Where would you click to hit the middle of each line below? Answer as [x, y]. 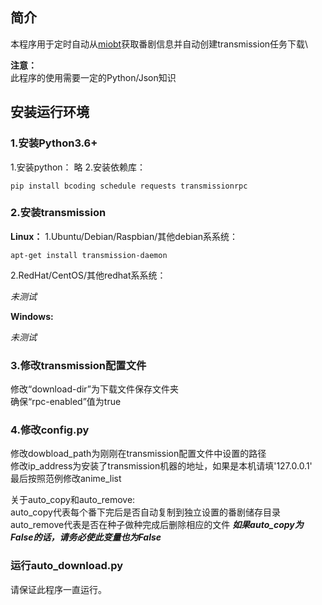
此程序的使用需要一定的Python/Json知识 [93, 77]
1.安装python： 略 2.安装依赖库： [78, 167]
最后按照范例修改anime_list [66, 479]
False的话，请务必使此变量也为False [86, 537]
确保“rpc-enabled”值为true [66, 402]
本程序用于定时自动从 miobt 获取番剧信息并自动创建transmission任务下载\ [159, 44]
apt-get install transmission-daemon [89, 255]
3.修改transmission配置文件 [78, 365]
